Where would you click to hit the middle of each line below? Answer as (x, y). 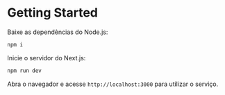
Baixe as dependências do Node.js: (58, 32)
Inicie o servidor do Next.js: (47, 58)
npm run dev (24, 71)
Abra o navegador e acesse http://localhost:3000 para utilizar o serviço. (113, 84)
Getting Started (53, 13)
